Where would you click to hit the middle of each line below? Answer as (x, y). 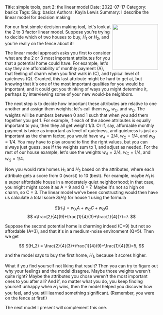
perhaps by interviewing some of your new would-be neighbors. (69, 94)
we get (12, 236)
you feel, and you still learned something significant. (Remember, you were (80, 293)
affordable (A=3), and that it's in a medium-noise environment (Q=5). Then (80, 231)
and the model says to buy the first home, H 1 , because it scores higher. (76, 256)
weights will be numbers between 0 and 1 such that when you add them (77, 115)
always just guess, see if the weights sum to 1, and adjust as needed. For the (81, 147)
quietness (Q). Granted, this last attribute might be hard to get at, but (73, 79)
